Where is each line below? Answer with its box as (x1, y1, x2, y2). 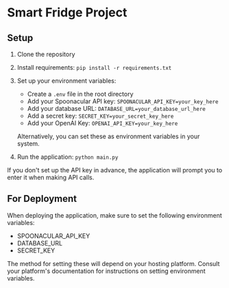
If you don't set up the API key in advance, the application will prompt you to (7, 166, 223, 174)
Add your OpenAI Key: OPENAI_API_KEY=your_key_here (27, 119, 178, 127)
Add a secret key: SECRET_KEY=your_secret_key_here (27, 112, 174, 120)
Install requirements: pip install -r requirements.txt (16, 64, 172, 71)
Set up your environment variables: (16, 77, 117, 85)
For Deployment (7, 193, 77, 205)
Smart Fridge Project (7, 5, 128, 21)
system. (16, 140, 40, 148)
